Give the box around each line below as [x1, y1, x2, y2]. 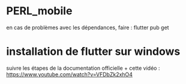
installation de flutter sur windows [6, 45, 181, 58]
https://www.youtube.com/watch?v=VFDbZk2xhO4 [6, 70, 133, 78]
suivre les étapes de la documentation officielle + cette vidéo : [6, 64, 160, 71]
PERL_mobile [6, 4, 73, 18]
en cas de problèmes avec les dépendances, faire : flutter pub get [6, 24, 169, 31]
